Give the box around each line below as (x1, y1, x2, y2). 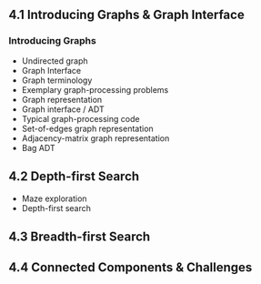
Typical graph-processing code (21, 113, 140, 124)
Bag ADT (21, 142, 55, 153)
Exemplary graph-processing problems (21, 84, 169, 95)
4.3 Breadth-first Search (8, 228, 151, 244)
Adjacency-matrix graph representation (21, 132, 170, 144)
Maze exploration (21, 193, 87, 204)
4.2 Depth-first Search (8, 168, 140, 185)
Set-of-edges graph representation (21, 123, 154, 134)
